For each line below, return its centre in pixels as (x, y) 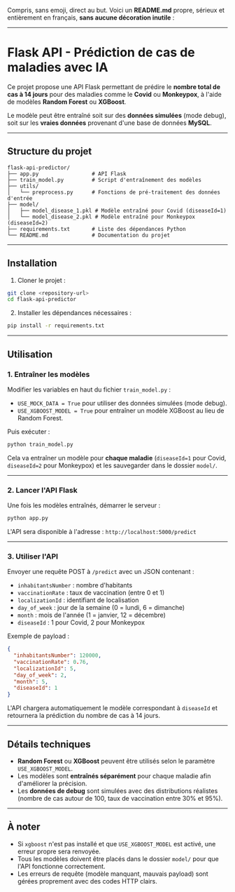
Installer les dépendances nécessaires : (74, 313)
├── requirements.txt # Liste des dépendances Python (97, 229)
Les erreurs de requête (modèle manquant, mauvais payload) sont (113, 874)
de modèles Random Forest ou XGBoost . (67, 102)
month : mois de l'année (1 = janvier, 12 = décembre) (92, 615)
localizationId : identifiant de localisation (78, 600)
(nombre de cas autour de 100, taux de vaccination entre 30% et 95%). (120, 799)
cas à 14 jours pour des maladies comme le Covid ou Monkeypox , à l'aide (114, 94)
